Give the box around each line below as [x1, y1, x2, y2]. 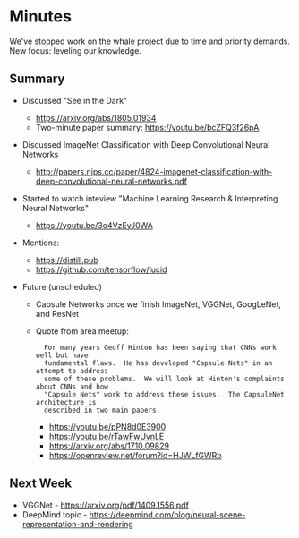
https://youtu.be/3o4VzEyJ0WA [35, 219, 154, 230]
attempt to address [35, 366, 109, 375]
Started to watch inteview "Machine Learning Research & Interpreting [21, 192, 278, 203]
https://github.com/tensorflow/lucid [35, 264, 167, 275]
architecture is [35, 397, 97, 406]
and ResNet [35, 308, 79, 319]
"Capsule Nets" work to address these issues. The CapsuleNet [43, 389, 285, 399]
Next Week [9, 476, 73, 491]
